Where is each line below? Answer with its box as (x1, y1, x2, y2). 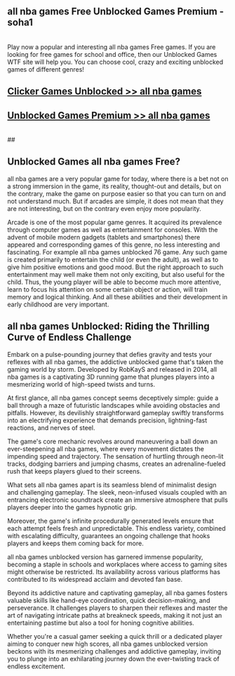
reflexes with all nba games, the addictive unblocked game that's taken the (7, 358, 224, 366)
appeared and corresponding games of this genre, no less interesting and (7, 240, 220, 249)
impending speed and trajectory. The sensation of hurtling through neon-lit (7, 452, 224, 460)
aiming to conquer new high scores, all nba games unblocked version (7, 639, 208, 648)
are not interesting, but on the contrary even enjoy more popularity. (7, 204, 201, 213)
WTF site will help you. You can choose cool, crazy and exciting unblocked (7, 58, 224, 66)
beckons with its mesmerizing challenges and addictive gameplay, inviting (7, 646, 222, 656)
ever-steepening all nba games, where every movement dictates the (7, 444, 205, 453)
